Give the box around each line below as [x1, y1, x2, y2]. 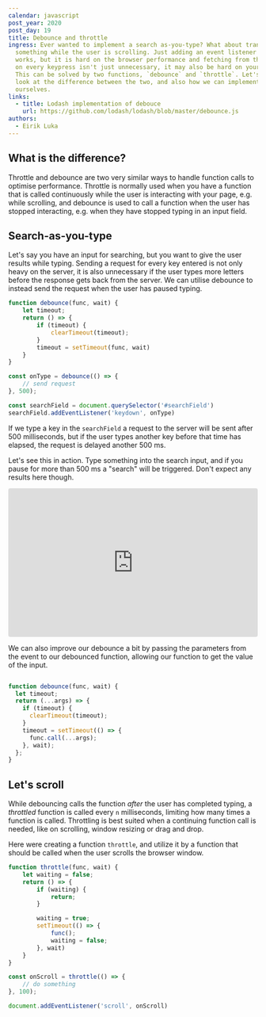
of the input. [8, 660, 48, 670]
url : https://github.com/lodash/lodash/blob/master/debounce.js [22, 108, 239, 116]
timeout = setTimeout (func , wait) [36, 343, 150, 351]
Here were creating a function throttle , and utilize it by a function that [8, 839, 239, 849]
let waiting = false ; [22, 870, 93, 878]
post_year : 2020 [8, 19, 62, 27]
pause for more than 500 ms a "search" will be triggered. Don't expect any [8, 464, 252, 473]
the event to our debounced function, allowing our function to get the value [8, 652, 253, 661]
